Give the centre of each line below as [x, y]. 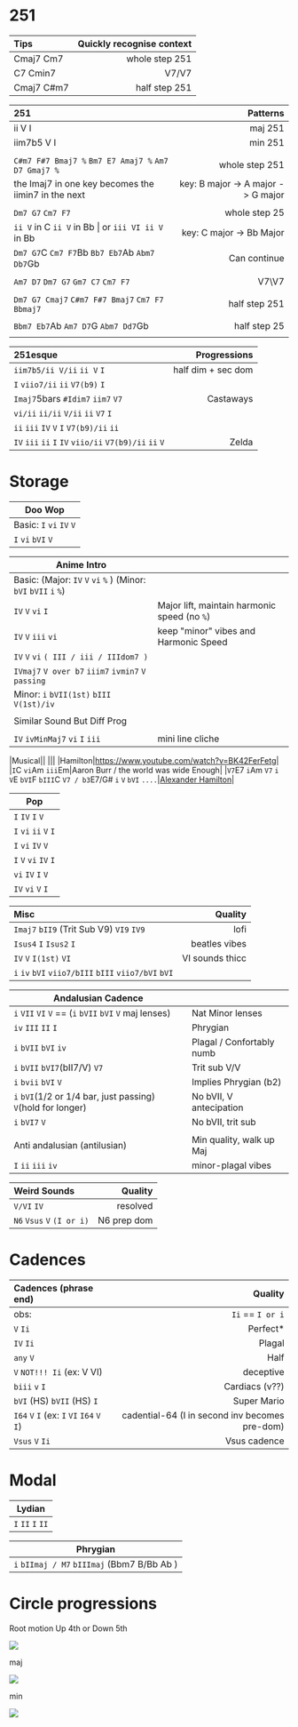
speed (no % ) [184, 616]
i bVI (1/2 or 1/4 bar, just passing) [84, 1096]
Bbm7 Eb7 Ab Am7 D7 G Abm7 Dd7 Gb [81, 325]
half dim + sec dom [213, 370]
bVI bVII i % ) [39, 590]
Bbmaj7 [27, 309]
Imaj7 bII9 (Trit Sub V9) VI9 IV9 [79, 929]
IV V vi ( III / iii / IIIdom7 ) [81, 657]
